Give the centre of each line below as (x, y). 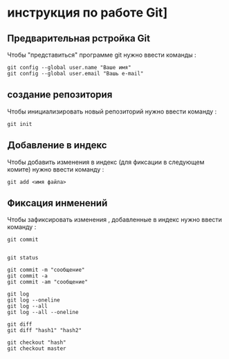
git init (20, 124)
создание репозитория (60, 95)
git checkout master (37, 349)
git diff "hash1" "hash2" (44, 331)
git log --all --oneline (43, 313)
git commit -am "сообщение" (48, 282)
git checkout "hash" (37, 343)
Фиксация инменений (57, 203)
